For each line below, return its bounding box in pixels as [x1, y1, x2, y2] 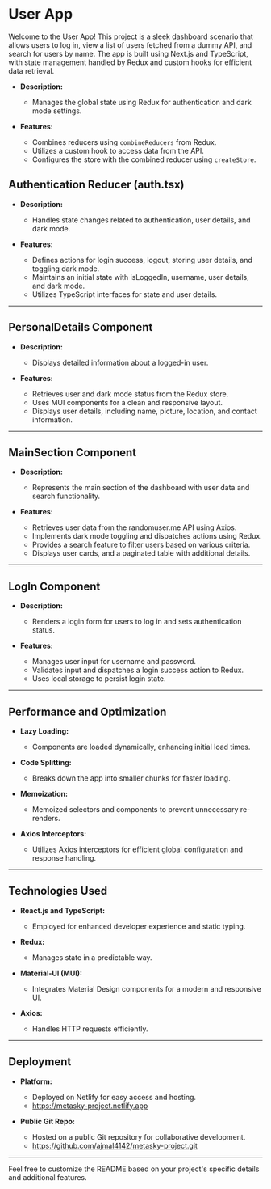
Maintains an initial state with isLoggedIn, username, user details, [31, 272, 249, 281]
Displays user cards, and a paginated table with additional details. [31, 548, 251, 558]
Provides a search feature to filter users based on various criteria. [31, 539, 251, 550]
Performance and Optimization [8, 705, 167, 718]
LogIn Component [8, 579, 101, 593]
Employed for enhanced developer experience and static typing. [31, 921, 246, 931]
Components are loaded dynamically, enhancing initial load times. [31, 742, 251, 751]
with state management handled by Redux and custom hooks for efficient [8, 57, 252, 67]
